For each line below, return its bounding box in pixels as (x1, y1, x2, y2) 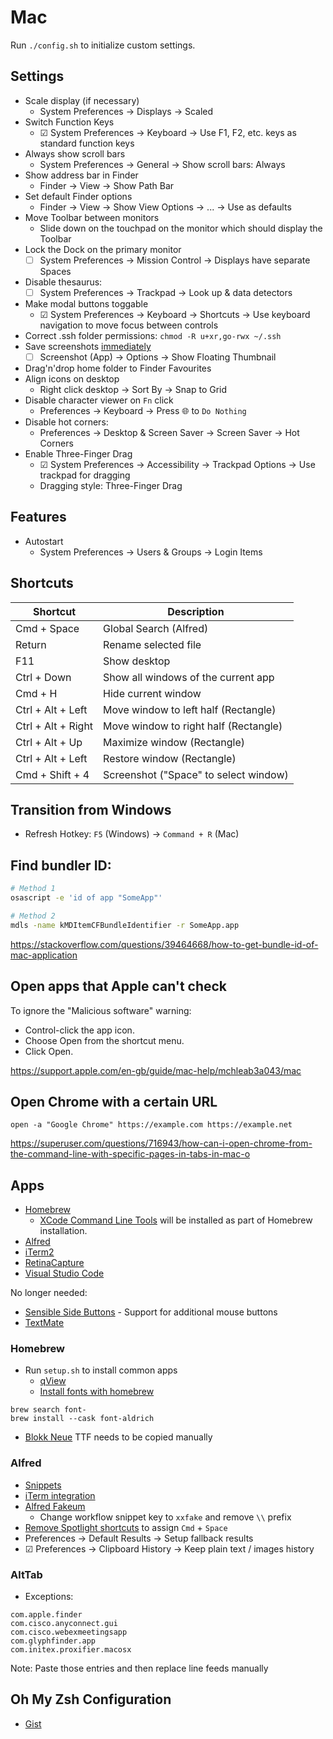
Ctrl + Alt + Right (15, 719, 94, 733)
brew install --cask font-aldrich (10, 1414, 155, 1424)
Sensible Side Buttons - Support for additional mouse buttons (24, 1306, 278, 1318)
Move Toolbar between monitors (24, 211, 160, 223)
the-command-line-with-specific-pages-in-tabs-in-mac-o (10, 1148, 251, 1160)
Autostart (24, 535, 64, 547)
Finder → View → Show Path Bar (39, 179, 175, 191)
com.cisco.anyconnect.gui (10, 1619, 118, 1629)
